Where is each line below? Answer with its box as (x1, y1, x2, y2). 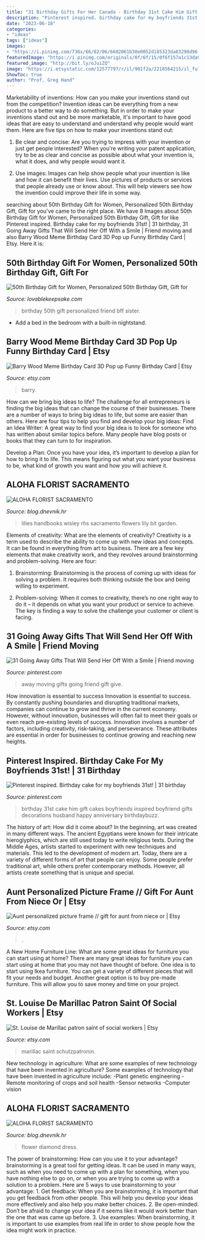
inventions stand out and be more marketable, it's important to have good (6, 114, 191, 121)
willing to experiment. (15, 582, 70, 589)
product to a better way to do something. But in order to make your (6, 107, 174, 114)
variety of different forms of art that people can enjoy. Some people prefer (6, 856, 193, 863)
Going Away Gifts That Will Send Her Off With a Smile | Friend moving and (6, 227, 192, 234)
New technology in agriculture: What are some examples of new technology (6, 1059, 197, 1067)
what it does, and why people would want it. (15, 158, 126, 165)
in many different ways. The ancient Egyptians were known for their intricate (6, 830, 198, 838)
